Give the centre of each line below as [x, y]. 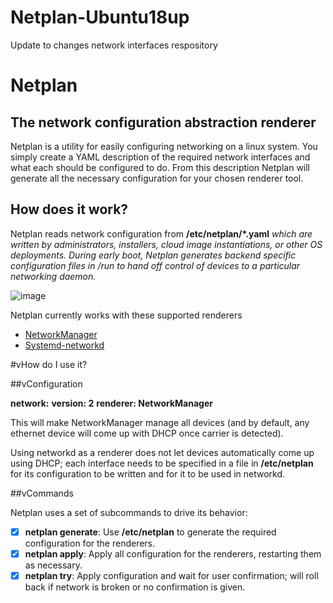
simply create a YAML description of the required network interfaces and [160, 157]
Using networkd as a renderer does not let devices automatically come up [162, 452]
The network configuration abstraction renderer [163, 122]
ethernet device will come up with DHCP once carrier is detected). [147, 433]
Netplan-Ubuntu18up [100, 17]
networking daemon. [53, 276]
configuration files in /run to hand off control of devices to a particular [155, 265]
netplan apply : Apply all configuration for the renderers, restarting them [173, 553]
